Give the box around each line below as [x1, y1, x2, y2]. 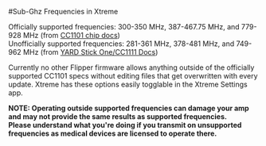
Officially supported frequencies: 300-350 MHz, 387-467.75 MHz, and [8, 22, 241, 31]
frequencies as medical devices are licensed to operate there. [8, 129, 217, 138]
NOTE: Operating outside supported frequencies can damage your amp [8, 103, 249, 113]
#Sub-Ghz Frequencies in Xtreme [8, 7, 119, 16]
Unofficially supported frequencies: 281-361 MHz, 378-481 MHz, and [8, 39, 235, 48]
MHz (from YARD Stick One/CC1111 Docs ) [22, 48, 158, 56]
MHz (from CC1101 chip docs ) [22, 31, 121, 40]
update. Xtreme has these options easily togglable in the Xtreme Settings [8, 79, 248, 89]
